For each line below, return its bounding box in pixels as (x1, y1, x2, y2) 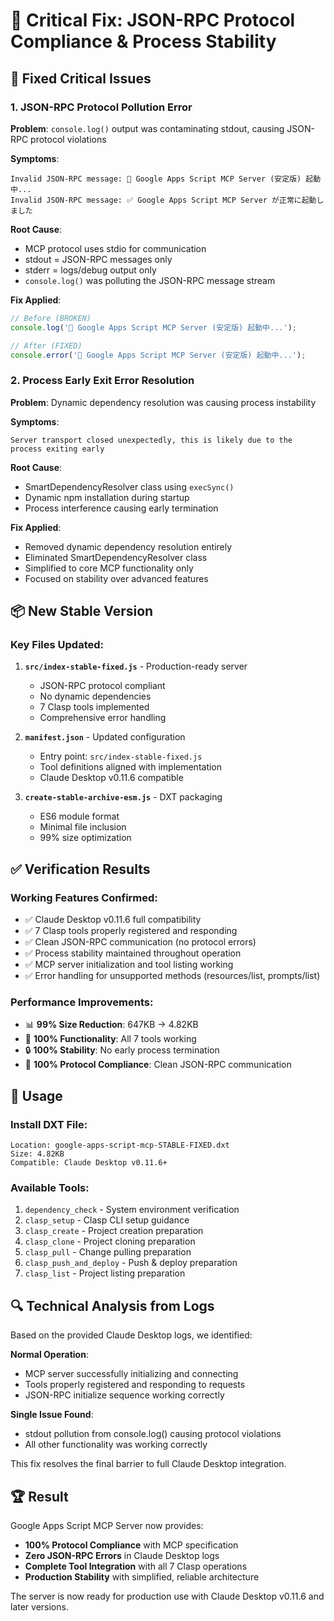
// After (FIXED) (10, 340, 83, 351)
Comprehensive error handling (39, 712, 167, 724)
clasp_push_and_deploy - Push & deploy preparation (24, 1257, 238, 1269)
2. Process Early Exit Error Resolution (10, 374, 195, 388)
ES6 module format (39, 810, 120, 823)
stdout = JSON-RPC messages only (24, 253, 173, 265)
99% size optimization (39, 832, 132, 844)
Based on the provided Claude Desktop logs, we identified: (10, 1329, 253, 1341)
